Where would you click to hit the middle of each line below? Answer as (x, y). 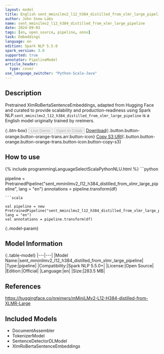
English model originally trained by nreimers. (50, 120)
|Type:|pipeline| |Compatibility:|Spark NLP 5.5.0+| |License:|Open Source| (79, 266)
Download (96, 130)
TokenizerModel (28, 335)
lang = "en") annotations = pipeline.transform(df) (68, 189)
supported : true (21, 55)
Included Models (31, 319)
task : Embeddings (23, 37)
